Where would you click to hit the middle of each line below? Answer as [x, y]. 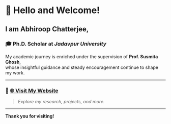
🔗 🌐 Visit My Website [32, 91]
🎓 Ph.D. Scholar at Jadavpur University [56, 44]
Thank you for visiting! [30, 116]
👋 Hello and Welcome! [53, 10]
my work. [15, 72]
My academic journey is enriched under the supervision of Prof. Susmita [82, 56]
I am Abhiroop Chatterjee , [47, 29]
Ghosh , [13, 62]
